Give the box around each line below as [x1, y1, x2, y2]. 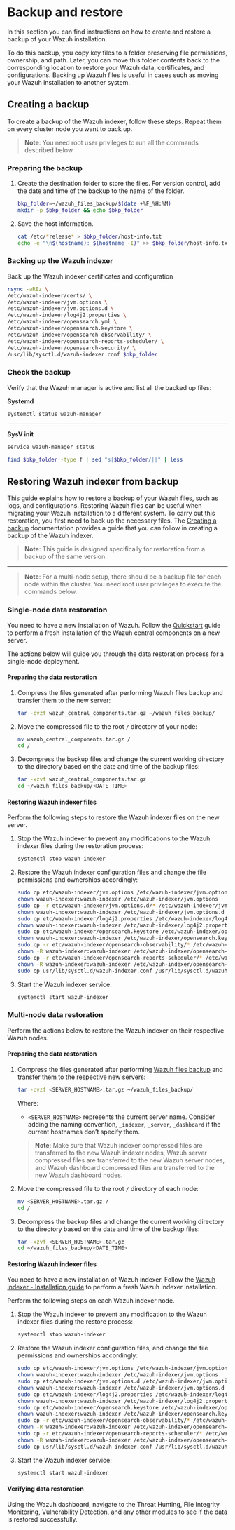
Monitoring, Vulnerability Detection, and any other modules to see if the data [7, 1508, 228, 1516]
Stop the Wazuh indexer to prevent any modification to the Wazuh [17, 1310, 208, 1319]
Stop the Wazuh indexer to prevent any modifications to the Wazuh [17, 834, 211, 843]
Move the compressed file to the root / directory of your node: [17, 722, 198, 730]
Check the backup [7, 368, 71, 377]
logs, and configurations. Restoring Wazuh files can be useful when [7, 502, 202, 510]
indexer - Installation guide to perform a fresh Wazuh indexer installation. [7, 1283, 218, 1291]
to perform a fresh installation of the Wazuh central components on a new [7, 629, 220, 637]
